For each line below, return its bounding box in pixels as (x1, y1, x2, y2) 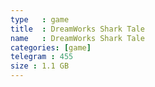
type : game (10, 14, 70, 25)
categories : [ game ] (10, 42, 92, 53)
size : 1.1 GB (10, 61, 70, 71)
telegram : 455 (10, 52, 74, 62)
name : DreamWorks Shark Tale (10, 33, 145, 43)
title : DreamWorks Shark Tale (10, 24, 145, 34)
